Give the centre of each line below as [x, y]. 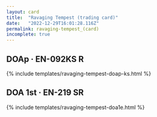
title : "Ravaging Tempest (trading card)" [62, 18]
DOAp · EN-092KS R [45, 59]
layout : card [23, 12]
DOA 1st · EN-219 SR [45, 92]
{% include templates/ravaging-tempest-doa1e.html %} [75, 107]
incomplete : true [28, 35]
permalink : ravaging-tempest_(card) [53, 29]
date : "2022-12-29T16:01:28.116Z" [53, 23]
